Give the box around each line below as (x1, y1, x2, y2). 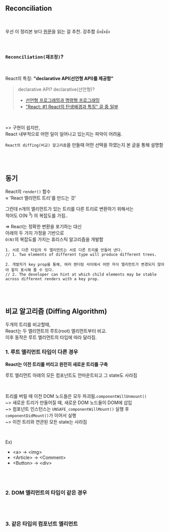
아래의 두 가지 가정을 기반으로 (5, 230, 65, 236)
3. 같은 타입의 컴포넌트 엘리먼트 (5, 520, 78, 527)
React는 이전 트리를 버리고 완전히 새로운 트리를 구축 (5, 361, 108, 367)
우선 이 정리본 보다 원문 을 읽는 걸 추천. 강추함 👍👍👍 (5, 28, 110, 34)
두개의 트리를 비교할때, (5, 321, 51, 328)
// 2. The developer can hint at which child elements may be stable (5, 272, 157, 277)
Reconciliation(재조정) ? (5, 53, 64, 60)
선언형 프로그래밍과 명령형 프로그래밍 (25, 97, 100, 103)
